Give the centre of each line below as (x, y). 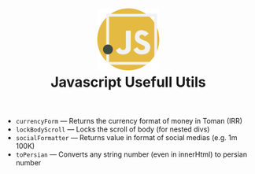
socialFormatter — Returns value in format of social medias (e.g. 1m (126, 137)
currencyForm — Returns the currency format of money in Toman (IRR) (129, 120)
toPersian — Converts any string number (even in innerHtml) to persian (131, 154)
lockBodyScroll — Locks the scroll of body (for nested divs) (113, 129)
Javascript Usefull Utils (128, 82)
